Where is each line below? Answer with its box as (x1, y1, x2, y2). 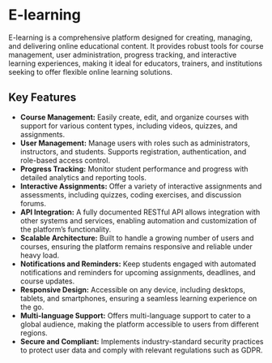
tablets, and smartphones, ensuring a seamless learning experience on (19, 293, 257, 303)
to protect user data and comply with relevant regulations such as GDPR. (19, 345, 263, 355)
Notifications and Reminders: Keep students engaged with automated (19, 258, 257, 269)
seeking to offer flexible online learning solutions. (8, 67, 172, 76)
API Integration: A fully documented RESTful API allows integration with (19, 207, 261, 217)
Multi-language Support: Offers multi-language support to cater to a (19, 310, 251, 320)
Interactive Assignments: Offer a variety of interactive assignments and (19, 181, 262, 191)
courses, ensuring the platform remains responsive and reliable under (19, 241, 253, 251)
